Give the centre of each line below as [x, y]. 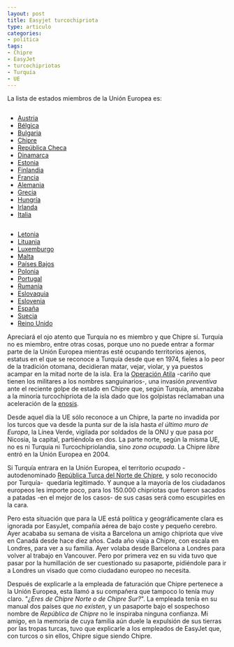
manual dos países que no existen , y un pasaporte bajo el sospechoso [108, 606]
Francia [28, 177]
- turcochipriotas [34, 66]
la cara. [18, 505]
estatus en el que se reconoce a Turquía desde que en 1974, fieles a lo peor [116, 359]
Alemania [31, 185]
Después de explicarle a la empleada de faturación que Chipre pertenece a [115, 584]
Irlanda [28, 208]
